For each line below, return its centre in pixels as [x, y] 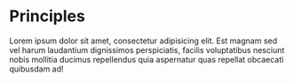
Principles [48, 16]
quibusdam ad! [36, 69]
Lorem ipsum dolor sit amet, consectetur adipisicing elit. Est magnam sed [143, 41]
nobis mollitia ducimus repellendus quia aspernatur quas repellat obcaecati [147, 59]
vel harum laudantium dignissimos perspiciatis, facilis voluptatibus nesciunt [147, 49]
